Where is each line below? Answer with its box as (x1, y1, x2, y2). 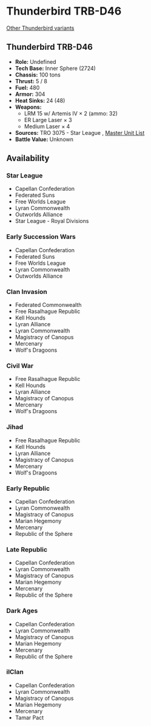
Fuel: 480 (15, 84, 40, 91)
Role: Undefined (15, 58, 56, 65)
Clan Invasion (6, 287, 47, 296)
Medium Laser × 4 (24, 123, 70, 130)
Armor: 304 (15, 90, 45, 98)
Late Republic (6, 545, 47, 553)
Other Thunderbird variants (6, 24, 75, 32)
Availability (6, 153, 50, 163)
